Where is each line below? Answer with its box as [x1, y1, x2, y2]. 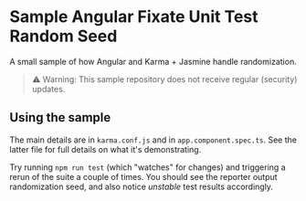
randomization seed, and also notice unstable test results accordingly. [9, 181, 274, 192]
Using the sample [9, 110, 111, 125]
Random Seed [9, 26, 118, 47]
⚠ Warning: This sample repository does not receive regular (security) [31, 73, 298, 84]
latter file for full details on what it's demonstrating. [9, 143, 202, 154]
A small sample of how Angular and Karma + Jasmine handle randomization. [9, 56, 297, 67]
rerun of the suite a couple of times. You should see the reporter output [9, 171, 278, 182]
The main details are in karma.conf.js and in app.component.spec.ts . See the [9, 134, 297, 145]
